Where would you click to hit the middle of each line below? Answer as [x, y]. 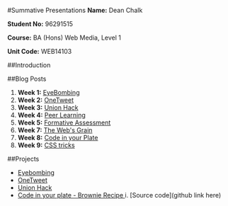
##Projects [23, 159]
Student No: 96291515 [40, 24]
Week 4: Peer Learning [52, 115]
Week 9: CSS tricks [46, 145]
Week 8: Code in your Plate [58, 138]
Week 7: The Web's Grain [55, 130]
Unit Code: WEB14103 [40, 51]
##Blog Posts [27, 79]
